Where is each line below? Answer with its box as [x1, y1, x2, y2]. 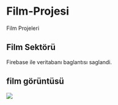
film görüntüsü [6, 76, 64, 87]
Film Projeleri [6, 24, 40, 32]
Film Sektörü [6, 42, 56, 52]
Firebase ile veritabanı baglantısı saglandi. [6, 58, 112, 65]
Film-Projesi [6, 4, 69, 18]
